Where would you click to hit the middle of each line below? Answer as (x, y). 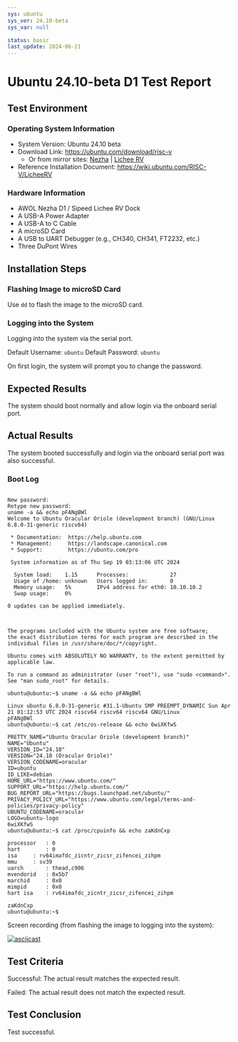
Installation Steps (47, 269)
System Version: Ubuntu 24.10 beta (69, 144)
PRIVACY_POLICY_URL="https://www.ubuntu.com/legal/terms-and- (102, 800)
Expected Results (47, 388)
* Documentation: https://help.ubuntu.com (76, 538)
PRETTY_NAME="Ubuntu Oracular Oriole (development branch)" (99, 737)
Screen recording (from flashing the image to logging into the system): (111, 925)
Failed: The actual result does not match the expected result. (97, 993)
